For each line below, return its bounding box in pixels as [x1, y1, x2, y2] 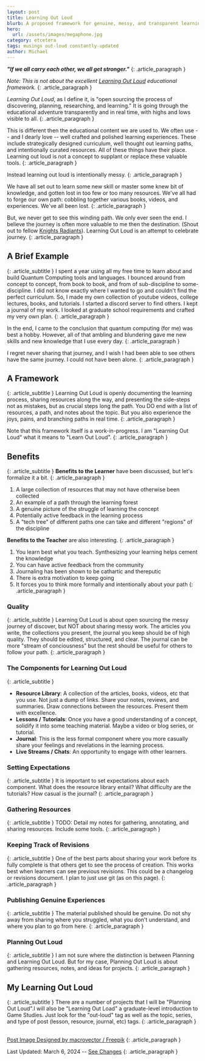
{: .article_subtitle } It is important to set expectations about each [7, 777, 169, 784]
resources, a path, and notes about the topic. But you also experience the [7, 409, 191, 416]
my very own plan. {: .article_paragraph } [7, 312, 109, 320]
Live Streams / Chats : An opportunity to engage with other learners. [15, 748, 187, 755]
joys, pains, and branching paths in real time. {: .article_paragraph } [7, 415, 176, 423]
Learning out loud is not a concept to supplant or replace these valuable [7, 152, 187, 160]
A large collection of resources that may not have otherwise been [15, 486, 180, 493]
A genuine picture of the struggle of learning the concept [15, 505, 159, 513]
